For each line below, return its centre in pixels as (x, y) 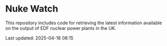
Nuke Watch (32, 9)
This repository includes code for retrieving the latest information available (84, 23)
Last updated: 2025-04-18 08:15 (39, 38)
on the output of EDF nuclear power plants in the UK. (61, 28)
